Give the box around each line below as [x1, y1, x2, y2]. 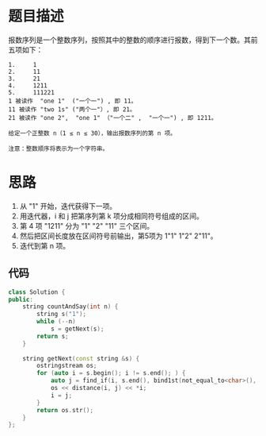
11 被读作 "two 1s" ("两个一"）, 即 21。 [8, 105, 136, 114]
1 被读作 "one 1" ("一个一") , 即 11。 [8, 97, 137, 105]
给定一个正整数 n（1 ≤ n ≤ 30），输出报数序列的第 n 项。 [8, 129, 177, 137]
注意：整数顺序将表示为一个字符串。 [8, 145, 109, 152]
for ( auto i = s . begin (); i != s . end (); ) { [36, 369, 186, 377]
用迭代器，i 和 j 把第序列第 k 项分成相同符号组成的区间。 [19, 211, 203, 221]
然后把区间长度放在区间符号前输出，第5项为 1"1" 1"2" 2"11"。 [19, 231, 218, 241]
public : [8, 295, 34, 303]
